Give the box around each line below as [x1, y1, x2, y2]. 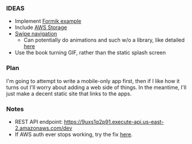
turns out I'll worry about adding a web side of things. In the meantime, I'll [6, 84, 187, 91]
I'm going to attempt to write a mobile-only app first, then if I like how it [6, 77, 180, 84]
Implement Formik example [14, 18, 81, 25]
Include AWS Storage [14, 24, 67, 31]
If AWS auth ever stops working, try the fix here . [14, 130, 133, 137]
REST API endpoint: [14, 118, 63, 125]
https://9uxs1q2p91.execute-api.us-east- [64, 118, 164, 125]
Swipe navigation [14, 30, 58, 37]
